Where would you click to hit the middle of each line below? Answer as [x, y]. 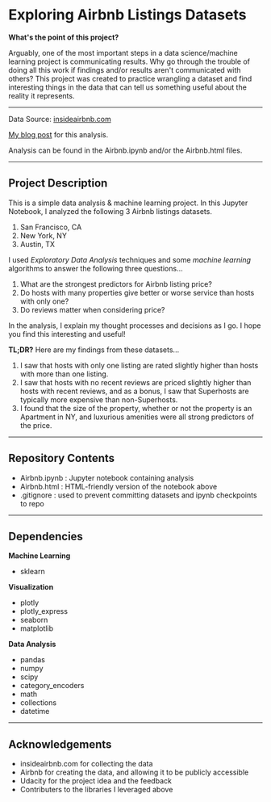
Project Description [58, 183]
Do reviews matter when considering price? [92, 309]
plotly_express [44, 611]
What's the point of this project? [64, 37]
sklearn [33, 572]
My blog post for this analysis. [58, 134]
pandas [33, 660]
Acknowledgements [60, 744]
